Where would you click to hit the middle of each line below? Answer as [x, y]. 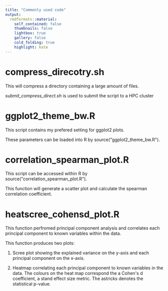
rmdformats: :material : [33, 19]
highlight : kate [31, 47]
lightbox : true [30, 33]
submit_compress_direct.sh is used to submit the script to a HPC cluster [79, 95]
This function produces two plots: [40, 243]
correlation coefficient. [29, 194]
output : [13, 15]
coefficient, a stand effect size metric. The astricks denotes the [78, 278]
